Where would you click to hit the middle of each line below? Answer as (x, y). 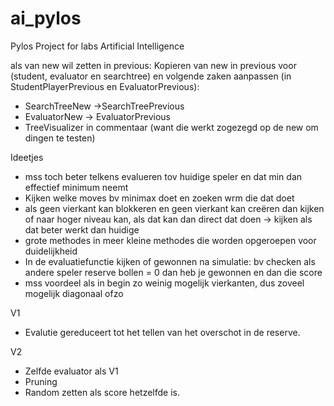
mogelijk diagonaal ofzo (74, 293)
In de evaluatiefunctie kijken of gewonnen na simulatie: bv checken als (170, 261)
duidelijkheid (51, 251)
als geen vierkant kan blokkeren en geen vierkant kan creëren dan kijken (174, 208)
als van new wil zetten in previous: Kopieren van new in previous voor (153, 65)
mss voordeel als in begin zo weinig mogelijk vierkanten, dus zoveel (164, 283)
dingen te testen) (60, 138)
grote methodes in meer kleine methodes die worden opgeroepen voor (170, 240)
